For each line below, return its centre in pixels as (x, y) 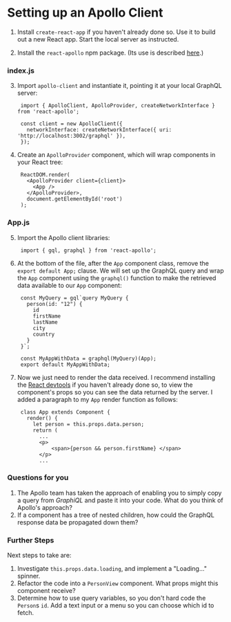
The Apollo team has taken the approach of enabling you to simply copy (119, 493)
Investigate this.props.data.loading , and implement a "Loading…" (112, 569)
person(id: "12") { (54, 304)
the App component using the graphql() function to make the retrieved (117, 277)
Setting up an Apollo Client (85, 13)
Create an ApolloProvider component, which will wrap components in (116, 155)
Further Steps (31, 540)
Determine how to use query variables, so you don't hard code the (111, 598)
